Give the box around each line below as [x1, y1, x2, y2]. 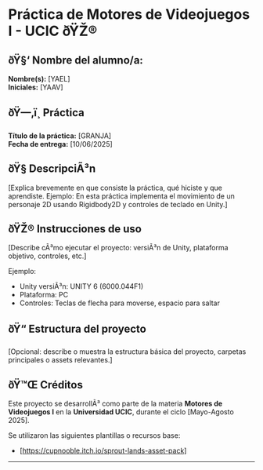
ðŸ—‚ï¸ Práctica [8, 106, 85, 119]
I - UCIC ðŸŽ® [8, 22, 98, 40]
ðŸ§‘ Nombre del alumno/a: [8, 53, 143, 67]
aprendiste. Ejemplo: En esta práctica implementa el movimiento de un [8, 191, 235, 201]
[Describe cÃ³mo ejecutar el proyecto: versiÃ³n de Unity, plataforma [8, 243, 229, 253]
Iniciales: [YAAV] [8, 82, 64, 92]
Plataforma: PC [19, 290, 69, 300]
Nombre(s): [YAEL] [8, 75, 70, 83]
